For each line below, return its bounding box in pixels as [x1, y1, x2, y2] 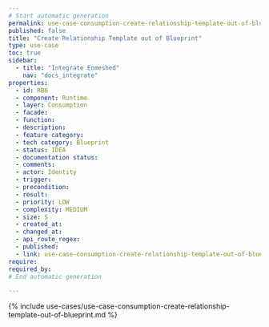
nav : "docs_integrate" [22, 71, 98, 79]
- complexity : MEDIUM [15, 205, 88, 213]
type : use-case [8, 42, 59, 50]
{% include [8, 301, 45, 311]
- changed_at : [15, 228, 62, 236]
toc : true [8, 49, 42, 57]
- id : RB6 [15, 86, 48, 95]
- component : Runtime [15, 94, 88, 102]
